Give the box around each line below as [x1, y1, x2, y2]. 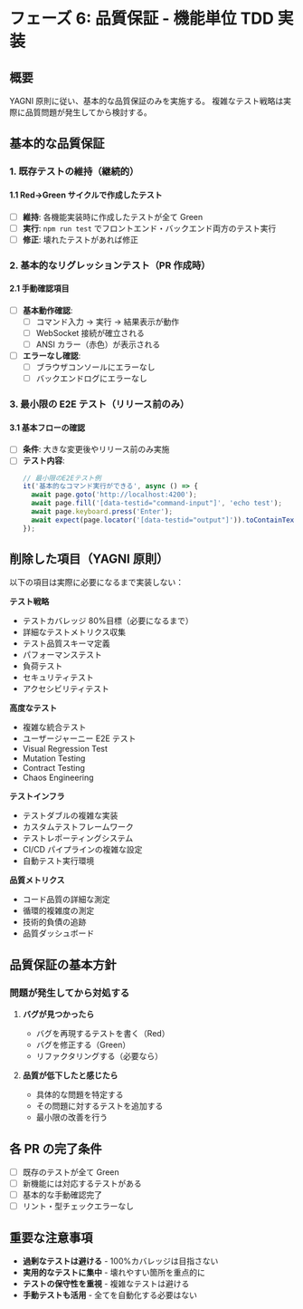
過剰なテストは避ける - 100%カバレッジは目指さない [22, 1256, 219, 1266]
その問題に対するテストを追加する [35, 1101, 164, 1112]
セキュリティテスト [22, 672, 94, 683]
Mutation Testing [22, 753, 86, 764]
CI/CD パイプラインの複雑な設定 [22, 844, 143, 855]
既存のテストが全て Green [22, 1166, 119, 1178]
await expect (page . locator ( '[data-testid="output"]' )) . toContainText [31, 515, 298, 525]
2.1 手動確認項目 [9, 283, 70, 294]
